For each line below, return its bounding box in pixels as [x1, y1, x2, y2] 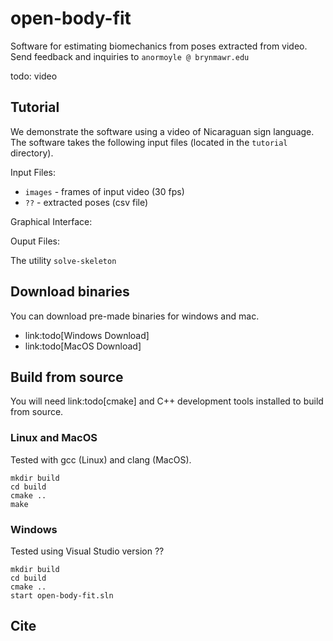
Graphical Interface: [10, 215, 93, 227]
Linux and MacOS [10, 431, 98, 445]
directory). [10, 147, 54, 159]
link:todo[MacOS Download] [24, 340, 142, 352]
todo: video [10, 70, 58, 82]
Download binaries [10, 283, 130, 301]
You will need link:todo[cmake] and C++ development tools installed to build [10, 395, 324, 407]
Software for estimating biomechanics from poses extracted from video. [10, 40, 308, 52]
